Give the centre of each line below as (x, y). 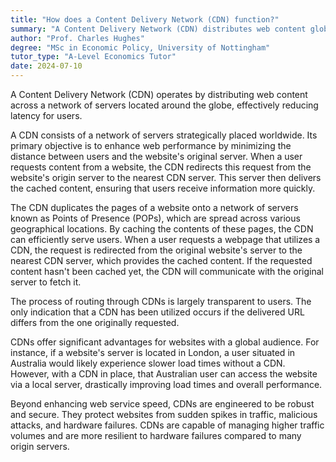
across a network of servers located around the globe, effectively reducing (164, 105)
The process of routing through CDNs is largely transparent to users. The (161, 301)
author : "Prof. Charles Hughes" (77, 38)
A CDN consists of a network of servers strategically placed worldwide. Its (164, 135)
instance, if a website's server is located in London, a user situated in (153, 352)
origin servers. (40, 446)
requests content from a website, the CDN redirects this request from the (161, 167)
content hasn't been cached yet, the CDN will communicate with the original (167, 271)
